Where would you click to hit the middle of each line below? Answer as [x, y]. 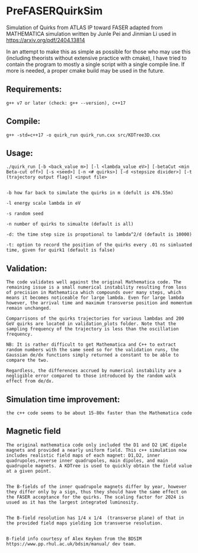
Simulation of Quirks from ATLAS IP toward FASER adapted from [84, 27]
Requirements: [34, 90]
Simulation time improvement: [63, 399]
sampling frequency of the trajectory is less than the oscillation [92, 329]
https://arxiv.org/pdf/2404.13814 [46, 40]
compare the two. [28, 360]
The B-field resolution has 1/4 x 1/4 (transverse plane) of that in [95, 518]
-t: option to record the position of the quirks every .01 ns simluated [99, 245]
